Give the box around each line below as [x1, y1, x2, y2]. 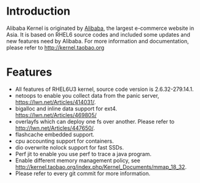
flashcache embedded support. [15, 131, 95, 138]
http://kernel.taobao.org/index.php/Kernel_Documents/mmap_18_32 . [15, 163, 187, 170]
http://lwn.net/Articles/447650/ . [15, 124, 96, 132]
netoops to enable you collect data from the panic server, [15, 91, 160, 99]
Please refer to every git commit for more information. [15, 170, 151, 177]
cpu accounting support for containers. [15, 137, 114, 145]
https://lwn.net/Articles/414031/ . [15, 98, 96, 106]
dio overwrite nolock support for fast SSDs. [15, 143, 124, 151]
